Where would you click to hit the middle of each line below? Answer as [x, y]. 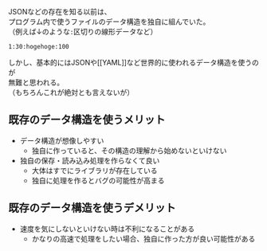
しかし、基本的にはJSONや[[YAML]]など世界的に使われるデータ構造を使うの [133, 63]
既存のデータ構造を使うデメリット [92, 208]
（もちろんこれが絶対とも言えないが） [71, 92]
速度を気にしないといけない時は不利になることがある [107, 229]
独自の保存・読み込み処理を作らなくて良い [90, 160]
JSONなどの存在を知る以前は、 [60, 12]
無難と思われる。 [36, 82]
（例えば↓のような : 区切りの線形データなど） [83, 31]
